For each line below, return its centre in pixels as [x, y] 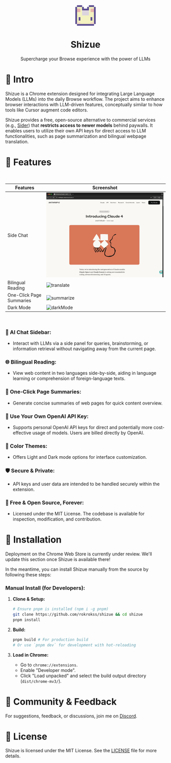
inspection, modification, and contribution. [57, 519]
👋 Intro [20, 80]
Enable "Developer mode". [48, 670]
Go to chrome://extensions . [49, 665]
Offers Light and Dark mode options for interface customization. [80, 457]
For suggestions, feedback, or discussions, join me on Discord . [71, 716]
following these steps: [28, 574]
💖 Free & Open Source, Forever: [45, 502]
